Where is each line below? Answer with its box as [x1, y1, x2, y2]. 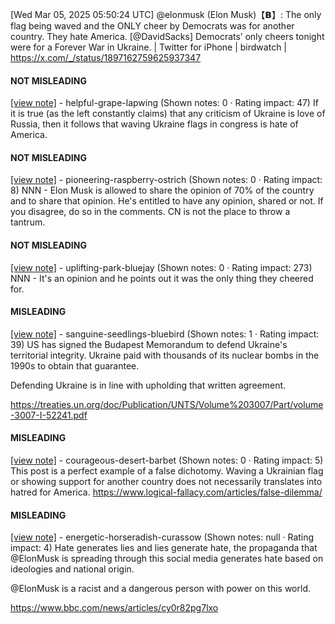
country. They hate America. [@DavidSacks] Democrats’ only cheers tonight [10, 31, 325, 42]
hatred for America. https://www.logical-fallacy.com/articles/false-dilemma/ [10, 486, 323, 498]
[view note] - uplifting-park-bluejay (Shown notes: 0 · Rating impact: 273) [10, 261, 313, 273]
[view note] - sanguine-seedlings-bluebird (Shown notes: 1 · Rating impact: [10, 328, 320, 340]
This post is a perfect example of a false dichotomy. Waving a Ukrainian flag [10, 465, 324, 477]
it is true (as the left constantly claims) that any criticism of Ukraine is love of [10, 108, 326, 120]
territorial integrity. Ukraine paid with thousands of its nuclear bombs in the [10, 349, 320, 361]
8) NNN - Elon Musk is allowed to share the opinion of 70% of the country [10, 184, 315, 197]
